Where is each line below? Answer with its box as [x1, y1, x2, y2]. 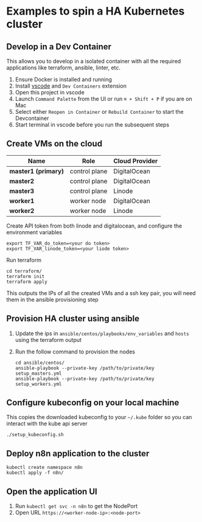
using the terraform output [15, 336, 82, 343]
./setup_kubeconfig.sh [6, 432, 64, 438]
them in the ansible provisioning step [6, 296, 99, 303]
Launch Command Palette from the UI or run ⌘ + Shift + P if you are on [15, 96, 193, 102]
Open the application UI [6, 486, 97, 496]
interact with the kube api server [6, 420, 88, 427]
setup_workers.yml [15, 381, 62, 387]
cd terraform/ [6, 268, 43, 274]
